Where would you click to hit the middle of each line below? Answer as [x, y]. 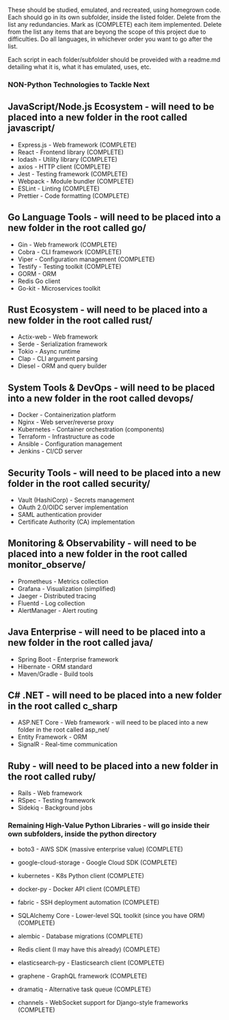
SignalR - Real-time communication [68, 744]
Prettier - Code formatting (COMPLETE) [73, 195]
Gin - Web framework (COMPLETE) [67, 244]
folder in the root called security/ [79, 484]
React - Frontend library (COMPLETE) [70, 152]
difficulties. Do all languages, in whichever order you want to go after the [110, 39]
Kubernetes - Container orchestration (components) [91, 429]
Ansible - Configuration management [70, 444]
